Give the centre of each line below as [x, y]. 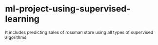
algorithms [16, 37]
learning [22, 19]
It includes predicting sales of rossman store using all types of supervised [79, 32]
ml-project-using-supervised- [68, 9]
